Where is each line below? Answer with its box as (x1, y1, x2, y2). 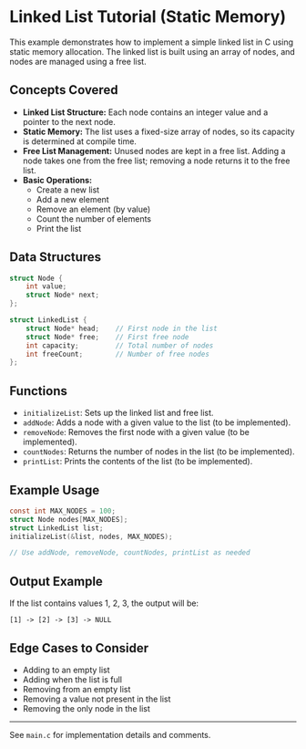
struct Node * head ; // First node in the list (25, 324, 219, 333)
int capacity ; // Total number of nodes (25, 340, 214, 350)
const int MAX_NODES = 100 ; (9, 506, 117, 515)
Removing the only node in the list (22, 702, 150, 713)
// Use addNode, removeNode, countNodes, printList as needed (9, 548, 250, 557)
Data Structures (9, 249, 102, 265)
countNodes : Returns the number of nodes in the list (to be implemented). (22, 446, 295, 457)
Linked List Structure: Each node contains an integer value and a (22, 107, 269, 118)
